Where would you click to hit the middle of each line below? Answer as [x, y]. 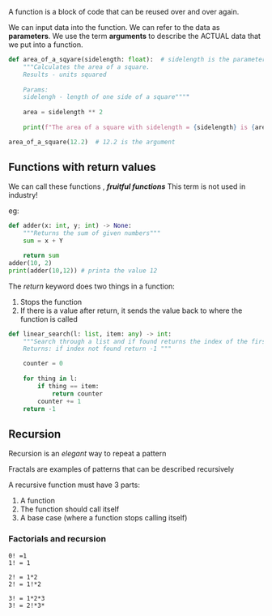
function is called [49, 319]
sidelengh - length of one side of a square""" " [106, 97]
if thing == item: [68, 386]
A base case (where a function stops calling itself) [104, 518]
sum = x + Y [43, 241]
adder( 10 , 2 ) [30, 263]
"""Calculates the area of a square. [87, 67]
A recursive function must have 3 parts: [74, 485]
